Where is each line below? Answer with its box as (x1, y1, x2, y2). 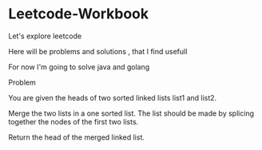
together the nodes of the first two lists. (8, 116, 139, 126)
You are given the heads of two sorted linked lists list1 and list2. (8, 93, 217, 102)
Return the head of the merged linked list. (8, 132, 145, 142)
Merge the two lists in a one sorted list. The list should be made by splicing (8, 109, 254, 118)
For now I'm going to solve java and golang (8, 61, 150, 72)
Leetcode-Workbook (8, 5, 149, 23)
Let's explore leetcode (8, 31, 82, 41)
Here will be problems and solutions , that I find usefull (8, 46, 188, 56)
